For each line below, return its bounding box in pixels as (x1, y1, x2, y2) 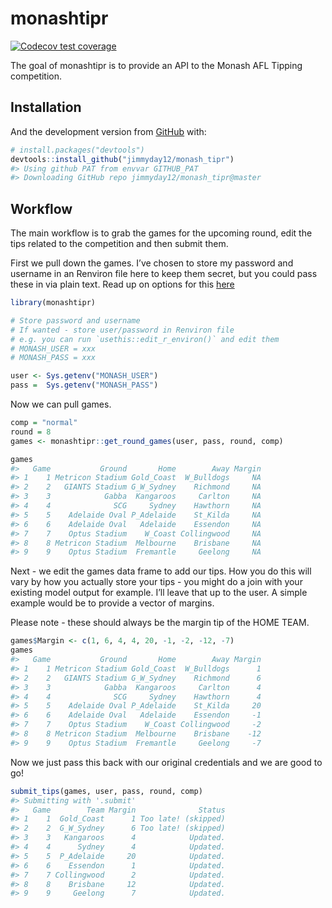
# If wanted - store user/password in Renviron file (10, 325, 235, 335)
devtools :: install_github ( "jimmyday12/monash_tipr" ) (10, 154, 235, 164)
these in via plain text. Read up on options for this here (10, 278, 235, 291)
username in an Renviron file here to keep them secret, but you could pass (10, 268, 318, 280)
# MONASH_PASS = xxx (10, 353, 97, 363)
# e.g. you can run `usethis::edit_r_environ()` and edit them (10, 334, 280, 344)
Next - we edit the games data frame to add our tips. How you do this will (10, 565, 312, 577)
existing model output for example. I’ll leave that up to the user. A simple (10, 587, 308, 599)
